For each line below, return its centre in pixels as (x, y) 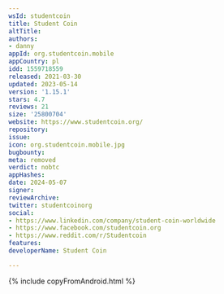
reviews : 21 (28, 107)
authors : (23, 39)
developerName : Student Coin (58, 251)
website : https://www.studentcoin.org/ (76, 122)
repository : (28, 129)
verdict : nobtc (34, 168)
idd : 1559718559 (36, 69)
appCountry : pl (34, 62)
